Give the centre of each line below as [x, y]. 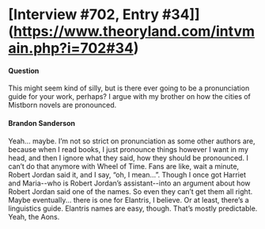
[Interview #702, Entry [84, 15]
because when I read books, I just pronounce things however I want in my [129, 149]
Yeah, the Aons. [34, 216]
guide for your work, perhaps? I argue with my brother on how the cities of [130, 97]
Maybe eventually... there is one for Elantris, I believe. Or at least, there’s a [129, 200]
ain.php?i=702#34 [71, 48]
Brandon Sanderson [42, 123]
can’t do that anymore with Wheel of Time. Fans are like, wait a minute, [124, 166]
